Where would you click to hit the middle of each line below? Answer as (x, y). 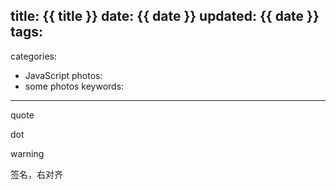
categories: (33, 56)
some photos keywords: (74, 86)
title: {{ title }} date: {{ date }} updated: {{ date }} (165, 16)
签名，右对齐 (36, 174)
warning (27, 153)
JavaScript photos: (63, 75)
